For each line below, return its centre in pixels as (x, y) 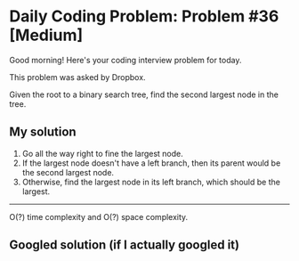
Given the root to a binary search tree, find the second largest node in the (144, 94)
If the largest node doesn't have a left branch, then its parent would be (151, 163)
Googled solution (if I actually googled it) (125, 245)
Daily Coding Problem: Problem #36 (144, 16)
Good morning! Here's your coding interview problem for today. (125, 60)
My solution (43, 132)
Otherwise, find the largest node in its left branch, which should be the (151, 182)
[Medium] (46, 35)
